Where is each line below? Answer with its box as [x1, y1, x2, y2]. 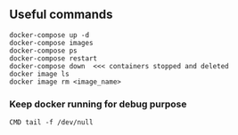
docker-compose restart [9, 53, 98, 63]
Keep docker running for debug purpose [9, 98, 187, 110]
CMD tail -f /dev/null [9, 118, 94, 127]
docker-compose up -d [9, 30, 90, 39]
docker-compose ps [9, 46, 78, 55]
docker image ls [9, 69, 70, 78]
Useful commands [9, 7, 113, 22]
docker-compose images [9, 38, 94, 47]
